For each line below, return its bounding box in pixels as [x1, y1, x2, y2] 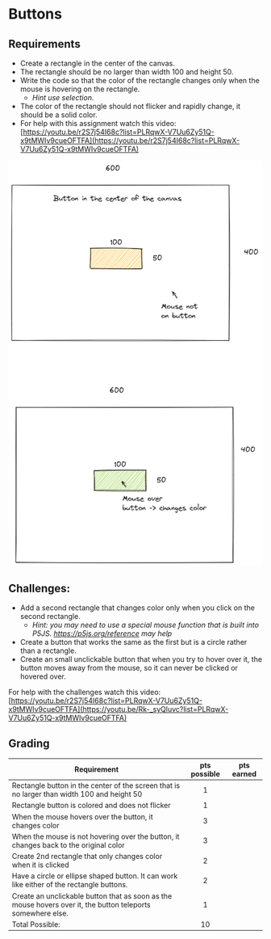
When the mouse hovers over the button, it [11, 811, 153, 821]
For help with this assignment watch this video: [19, 119, 177, 128]
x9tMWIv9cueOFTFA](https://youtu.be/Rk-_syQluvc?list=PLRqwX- [8, 705, 229, 714]
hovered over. [19, 672, 66, 681]
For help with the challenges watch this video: [8, 688, 161, 697]
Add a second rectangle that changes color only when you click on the [19, 603, 256, 613]
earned [231, 768, 256, 778]
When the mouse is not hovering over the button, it [11, 832, 180, 841]
